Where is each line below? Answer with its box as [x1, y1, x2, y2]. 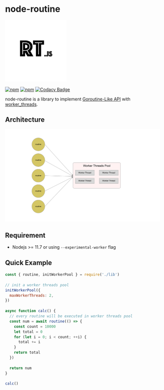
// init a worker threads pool [5, 282, 69, 288]
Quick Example [5, 259, 53, 267]
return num [9, 365, 32, 370]
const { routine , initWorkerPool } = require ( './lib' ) [5, 272, 120, 277]
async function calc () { [5, 309, 56, 314]
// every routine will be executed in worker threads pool [9, 314, 133, 319]
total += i [18, 340, 41, 345]
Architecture [5, 116, 45, 124]
